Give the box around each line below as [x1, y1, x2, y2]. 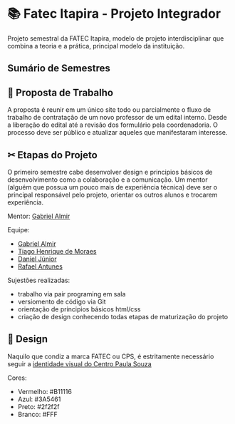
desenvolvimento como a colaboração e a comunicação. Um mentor [7, 175, 208, 184]
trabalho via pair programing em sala [17, 289, 126, 298]
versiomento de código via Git [17, 297, 106, 306]
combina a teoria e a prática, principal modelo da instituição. [7, 41, 185, 50]
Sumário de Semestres [7, 62, 110, 75]
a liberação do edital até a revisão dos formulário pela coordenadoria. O [7, 120, 219, 129]
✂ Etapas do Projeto [7, 149, 98, 161]
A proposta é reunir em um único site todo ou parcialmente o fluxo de [7, 105, 211, 114]
